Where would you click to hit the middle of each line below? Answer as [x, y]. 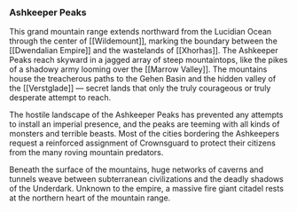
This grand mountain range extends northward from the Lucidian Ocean [141, 32]
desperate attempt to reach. [60, 98]
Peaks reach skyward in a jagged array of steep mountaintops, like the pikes [148, 60]
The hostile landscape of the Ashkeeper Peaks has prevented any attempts [146, 115]
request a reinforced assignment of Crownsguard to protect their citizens [143, 143]
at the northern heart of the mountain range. [90, 198]
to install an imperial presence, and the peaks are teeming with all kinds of [145, 124]
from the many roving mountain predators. [86, 153]
